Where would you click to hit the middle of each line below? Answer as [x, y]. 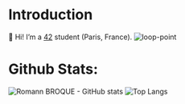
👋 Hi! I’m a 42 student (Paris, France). [70, 37]
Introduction [51, 15]
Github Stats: [53, 69]
